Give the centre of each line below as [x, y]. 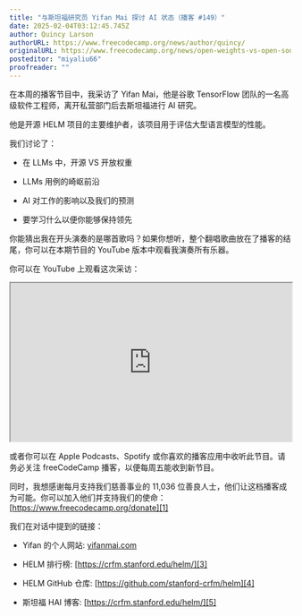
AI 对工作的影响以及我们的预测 [78, 200]
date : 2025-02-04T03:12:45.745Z [69, 26]
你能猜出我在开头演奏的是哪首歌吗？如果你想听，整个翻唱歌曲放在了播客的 [146, 238]
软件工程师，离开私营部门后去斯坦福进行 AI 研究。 [109, 105]
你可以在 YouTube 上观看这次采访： [75, 269]
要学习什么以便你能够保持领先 [77, 219]
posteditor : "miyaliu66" [55, 59]
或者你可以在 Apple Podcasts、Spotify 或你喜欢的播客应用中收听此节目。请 [147, 457]
